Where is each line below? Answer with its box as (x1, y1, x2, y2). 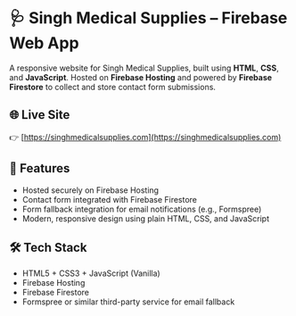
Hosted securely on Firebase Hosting (21, 185, 159, 195)
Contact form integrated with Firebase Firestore (21, 194, 198, 204)
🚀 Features (9, 161, 70, 176)
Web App (9, 33, 79, 54)
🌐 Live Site (9, 107, 70, 122)
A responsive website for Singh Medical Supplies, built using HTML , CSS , (9, 62, 279, 73)
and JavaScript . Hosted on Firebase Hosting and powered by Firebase (9, 71, 273, 82)
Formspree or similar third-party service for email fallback (21, 296, 235, 307)
